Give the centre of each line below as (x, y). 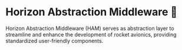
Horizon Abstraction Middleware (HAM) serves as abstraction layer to (90, 28)
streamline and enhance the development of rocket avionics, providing (91, 34)
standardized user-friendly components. (54, 41)
